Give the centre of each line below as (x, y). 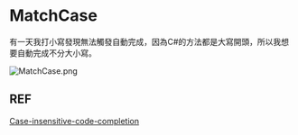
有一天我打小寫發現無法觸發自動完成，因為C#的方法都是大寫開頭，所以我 (145, 41)
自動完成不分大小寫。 (56, 53)
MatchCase (53, 16)
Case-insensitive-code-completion (74, 121)
